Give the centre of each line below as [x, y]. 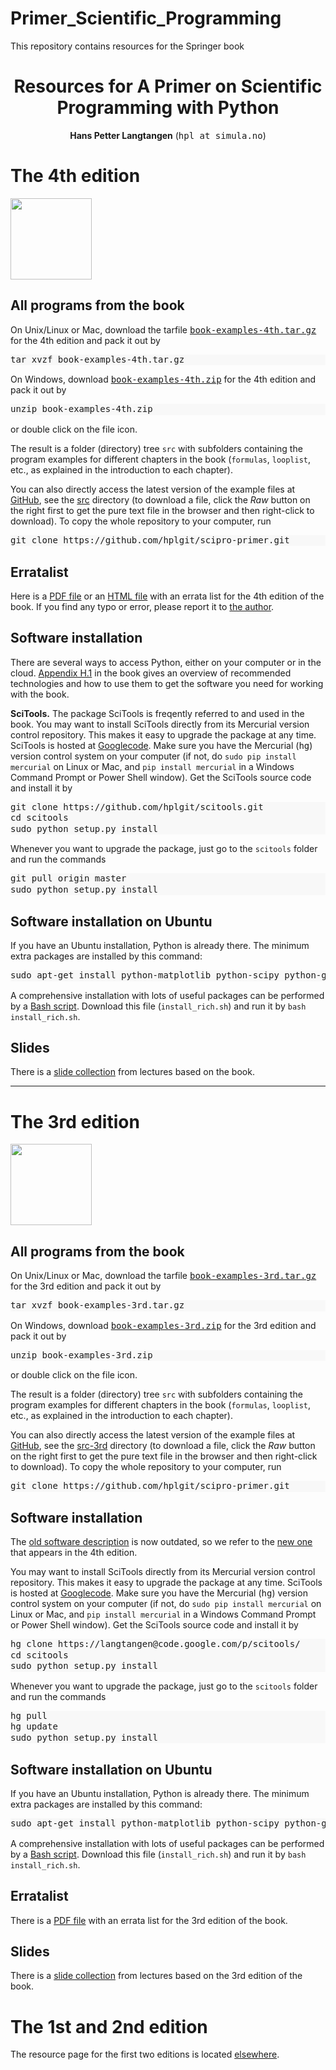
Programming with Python [168, 108]
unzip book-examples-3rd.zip [81, 1355]
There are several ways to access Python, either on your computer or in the [166, 662]
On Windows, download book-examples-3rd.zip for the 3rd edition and [163, 1325]
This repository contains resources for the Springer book [127, 46]
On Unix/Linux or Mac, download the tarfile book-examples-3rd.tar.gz [163, 1276]
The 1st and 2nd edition [109, 2026]
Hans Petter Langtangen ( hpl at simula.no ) [168, 135]
